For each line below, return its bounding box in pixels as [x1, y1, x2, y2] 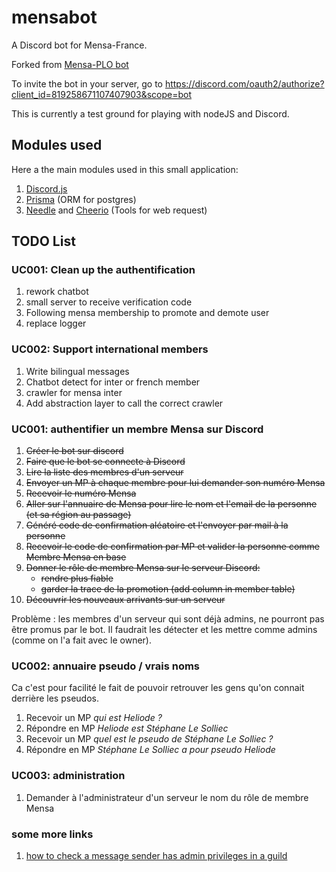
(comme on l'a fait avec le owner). [11, 634, 152, 646]
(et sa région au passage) [25, 509, 132, 521]
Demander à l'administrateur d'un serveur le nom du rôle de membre [25, 791, 309, 803]
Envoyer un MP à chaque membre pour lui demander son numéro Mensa [25, 477, 326, 489]
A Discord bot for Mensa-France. [11, 39, 148, 51]
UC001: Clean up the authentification [11, 263, 196, 277]
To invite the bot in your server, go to [11, 77, 163, 90]
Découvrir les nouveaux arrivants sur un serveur [25, 594, 226, 606]
